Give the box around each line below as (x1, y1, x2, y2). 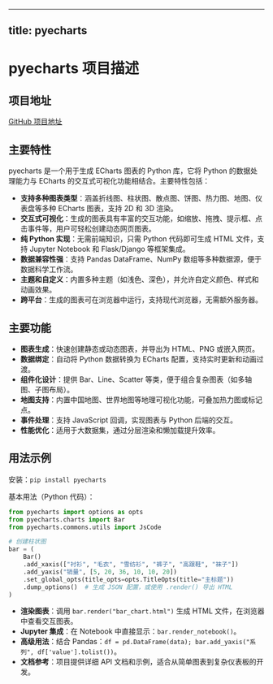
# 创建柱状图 (8, 538, 46, 546)
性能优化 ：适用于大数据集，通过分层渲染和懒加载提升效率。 (19, 426, 220, 435)
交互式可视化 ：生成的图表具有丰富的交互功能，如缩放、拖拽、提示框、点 (19, 214, 262, 223)
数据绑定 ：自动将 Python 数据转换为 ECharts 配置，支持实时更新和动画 (19, 354, 258, 364)
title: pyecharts (8, 24, 88, 37)
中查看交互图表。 (19, 617, 78, 626)
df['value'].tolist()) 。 (37, 647, 122, 656)
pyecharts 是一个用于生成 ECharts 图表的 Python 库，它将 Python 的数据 (8, 166, 251, 175)
